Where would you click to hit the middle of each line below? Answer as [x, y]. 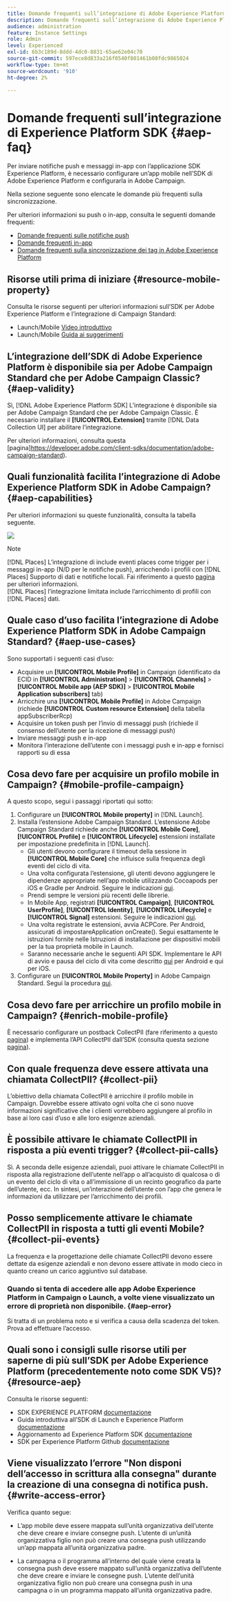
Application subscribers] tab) [60, 694]
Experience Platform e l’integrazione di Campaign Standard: [92, 314]
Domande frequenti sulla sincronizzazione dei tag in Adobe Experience [118, 250]
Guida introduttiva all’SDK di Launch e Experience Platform [100, 1419]
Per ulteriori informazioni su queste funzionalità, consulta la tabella [101, 515]
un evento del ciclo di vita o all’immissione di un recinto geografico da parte [114, 1181]
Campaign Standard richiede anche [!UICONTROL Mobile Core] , [109, 829]
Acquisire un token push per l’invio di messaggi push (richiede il [108, 723]
